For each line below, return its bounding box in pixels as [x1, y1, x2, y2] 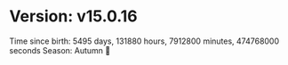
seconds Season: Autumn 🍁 [9, 45, 111, 55]
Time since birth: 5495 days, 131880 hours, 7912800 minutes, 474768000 [9, 36, 280, 46]
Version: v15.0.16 [9, 6, 138, 27]
